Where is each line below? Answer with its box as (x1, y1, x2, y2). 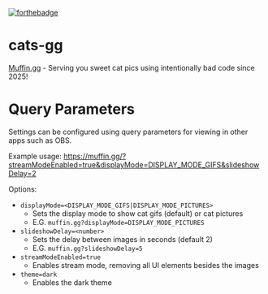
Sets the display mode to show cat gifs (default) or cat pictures (32, 208, 244, 218)
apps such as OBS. (8, 135, 72, 145)
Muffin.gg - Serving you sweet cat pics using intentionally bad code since (8, 63, 255, 72)
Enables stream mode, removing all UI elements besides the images (32, 260, 260, 270)
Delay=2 (8, 168, 37, 178)
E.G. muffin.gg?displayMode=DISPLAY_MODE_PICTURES (32, 217, 205, 227)
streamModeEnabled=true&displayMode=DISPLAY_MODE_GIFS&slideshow (8, 159, 260, 170)
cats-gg (8, 37, 63, 54)
